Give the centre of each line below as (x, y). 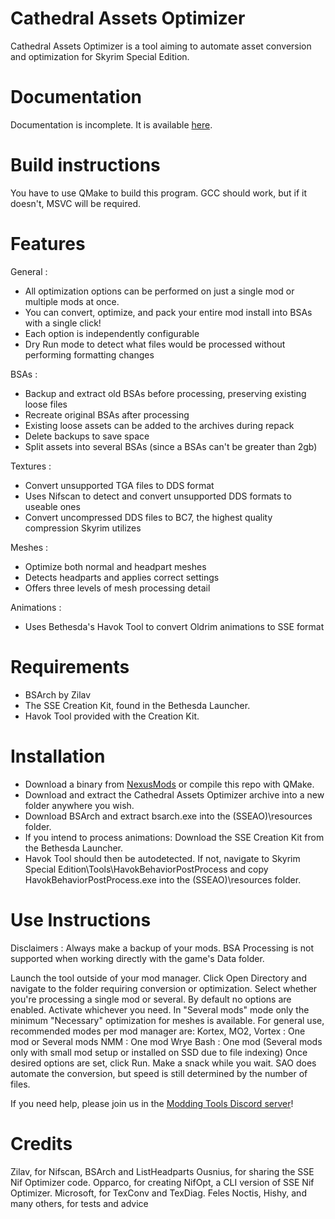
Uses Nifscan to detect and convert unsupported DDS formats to (158, 496)
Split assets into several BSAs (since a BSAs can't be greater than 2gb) (171, 446)
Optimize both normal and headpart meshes (115, 566)
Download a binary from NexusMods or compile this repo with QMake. (169, 784)
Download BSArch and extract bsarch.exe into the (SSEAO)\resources (168, 816)
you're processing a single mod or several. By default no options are (151, 999)
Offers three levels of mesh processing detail (117, 588)
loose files (46, 404)
